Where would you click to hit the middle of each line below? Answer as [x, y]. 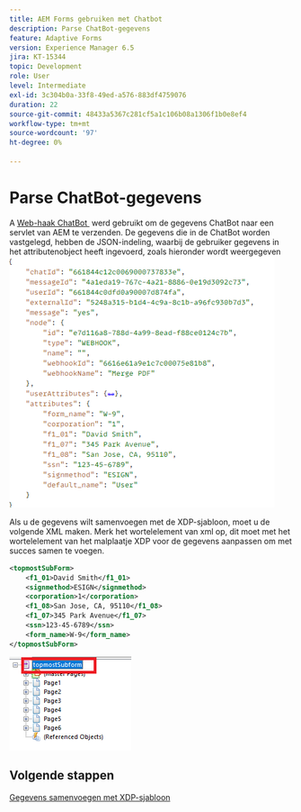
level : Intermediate [48, 86]
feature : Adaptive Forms [56, 38]
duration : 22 [34, 105]
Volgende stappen [62, 776]
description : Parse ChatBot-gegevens [80, 28]
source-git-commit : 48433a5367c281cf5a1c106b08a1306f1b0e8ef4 [128, 114]
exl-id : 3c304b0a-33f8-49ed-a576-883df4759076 [98, 95]
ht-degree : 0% [36, 143]
